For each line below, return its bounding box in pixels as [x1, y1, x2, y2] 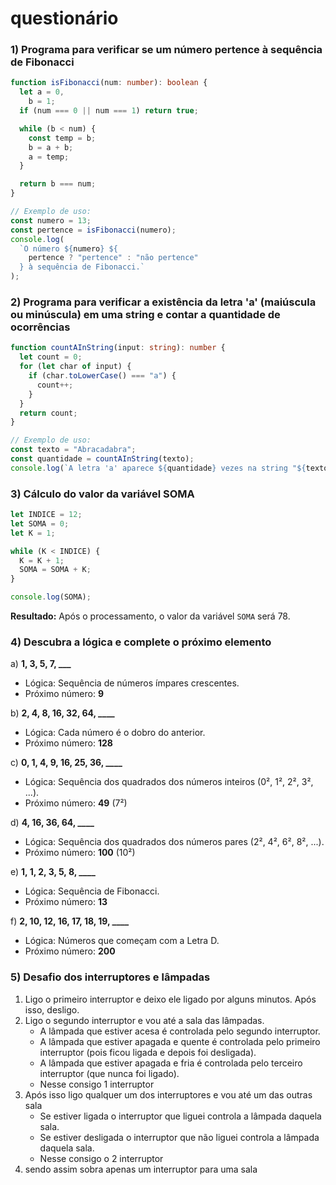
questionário [10, 7, 119, 30]
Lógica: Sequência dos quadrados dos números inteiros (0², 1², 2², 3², [24, 776, 314, 788]
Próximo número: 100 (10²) [24, 847, 136, 859]
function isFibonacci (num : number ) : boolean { [10, 78, 208, 88]
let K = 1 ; [10, 528, 56, 538]
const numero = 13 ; [10, 215, 92, 226]
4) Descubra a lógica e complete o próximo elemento [10, 635, 272, 649]
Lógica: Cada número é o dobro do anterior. [24, 727, 206, 739]
